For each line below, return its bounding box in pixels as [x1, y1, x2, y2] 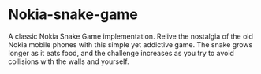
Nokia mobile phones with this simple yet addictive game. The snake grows [8, 39, 253, 49]
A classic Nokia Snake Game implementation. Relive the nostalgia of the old [8, 31, 254, 41]
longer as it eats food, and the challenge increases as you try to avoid [8, 48, 235, 57]
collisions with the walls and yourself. [8, 57, 129, 66]
